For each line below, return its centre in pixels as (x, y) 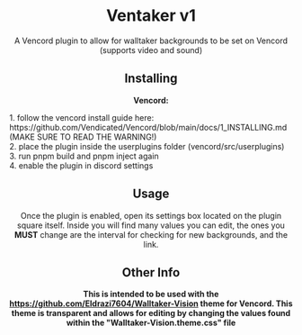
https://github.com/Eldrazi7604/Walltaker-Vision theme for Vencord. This (151, 303)
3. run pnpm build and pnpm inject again (84, 156)
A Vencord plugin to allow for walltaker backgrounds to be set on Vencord (151, 41)
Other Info (151, 272)
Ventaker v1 (151, 16)
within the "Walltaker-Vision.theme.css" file (151, 323)
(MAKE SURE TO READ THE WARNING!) (83, 137)
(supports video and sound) (151, 50)
